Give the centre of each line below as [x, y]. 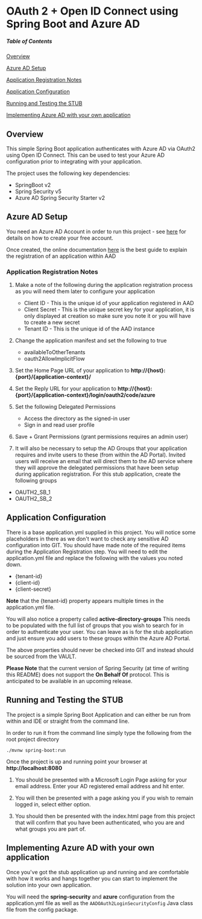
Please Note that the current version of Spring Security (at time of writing [97, 668]
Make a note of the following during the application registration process [104, 285]
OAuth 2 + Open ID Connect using [93, 11]
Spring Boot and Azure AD [73, 24]
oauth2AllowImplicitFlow [55, 359]
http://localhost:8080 [34, 768]
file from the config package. [42, 909]
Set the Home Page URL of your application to [72, 371]
